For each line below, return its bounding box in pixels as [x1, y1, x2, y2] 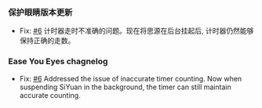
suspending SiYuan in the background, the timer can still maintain [19, 82, 231, 92]
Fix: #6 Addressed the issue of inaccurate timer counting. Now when [19, 74, 242, 83]
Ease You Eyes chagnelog [8, 56, 108, 67]
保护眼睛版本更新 [8, 6, 73, 17]
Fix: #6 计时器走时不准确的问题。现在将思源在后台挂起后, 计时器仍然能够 [19, 26, 254, 36]
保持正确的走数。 [19, 36, 75, 45]
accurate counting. [19, 90, 81, 99]
